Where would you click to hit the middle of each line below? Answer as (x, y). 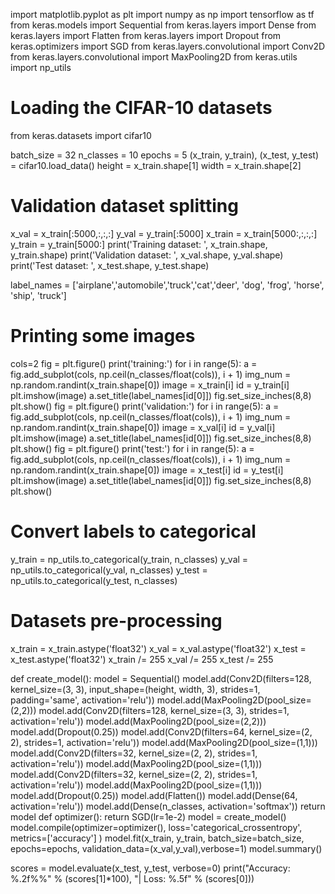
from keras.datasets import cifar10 (81, 135)
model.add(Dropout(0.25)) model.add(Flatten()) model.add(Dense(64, (154, 795)
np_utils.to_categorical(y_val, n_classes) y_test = (109, 570)
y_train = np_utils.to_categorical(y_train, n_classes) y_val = (129, 559)
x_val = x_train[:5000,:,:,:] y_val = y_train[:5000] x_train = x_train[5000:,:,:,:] (164, 233)
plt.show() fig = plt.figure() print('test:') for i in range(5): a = (132, 448)
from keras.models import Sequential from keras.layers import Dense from (163, 25)
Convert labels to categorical (133, 531)
